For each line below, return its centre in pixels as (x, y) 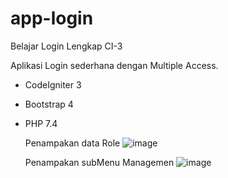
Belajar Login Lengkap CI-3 (66, 46)
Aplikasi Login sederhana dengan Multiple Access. (114, 65)
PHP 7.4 (41, 123)
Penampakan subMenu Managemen (99, 162)
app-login (52, 18)
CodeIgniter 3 (53, 84)
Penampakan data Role (72, 143)
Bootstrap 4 (49, 104)
